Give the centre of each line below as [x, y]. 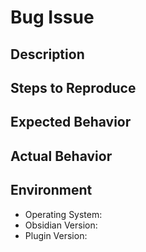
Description [47, 54]
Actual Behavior [61, 156]
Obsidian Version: [61, 225]
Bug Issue [52, 17]
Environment [51, 190]
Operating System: [63, 214]
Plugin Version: [56, 235]
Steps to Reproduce [73, 87]
